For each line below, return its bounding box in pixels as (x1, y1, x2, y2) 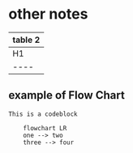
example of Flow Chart (8, 88, 126, 102)
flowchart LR (23, 124, 67, 132)
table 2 (12, 34, 41, 45)
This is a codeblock (8, 110, 79, 118)
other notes (8, 5, 88, 23)
